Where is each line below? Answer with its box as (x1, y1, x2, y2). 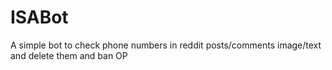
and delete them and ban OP (10, 49, 128, 61)
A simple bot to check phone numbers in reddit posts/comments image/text (10, 39, 322, 51)
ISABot (10, 6, 69, 29)
